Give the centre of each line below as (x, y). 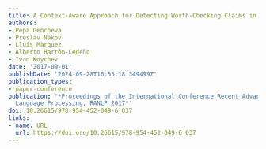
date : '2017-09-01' (40, 67)
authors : (23, 23)
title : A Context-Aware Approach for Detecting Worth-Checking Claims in (133, 15)
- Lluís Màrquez (35, 45)
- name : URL (28, 125)
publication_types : (40, 81)
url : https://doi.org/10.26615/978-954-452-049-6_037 (106, 132)
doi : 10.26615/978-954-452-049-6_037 (70, 111)
